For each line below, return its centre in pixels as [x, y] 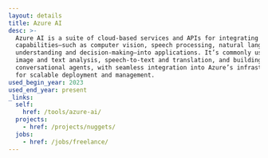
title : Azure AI [35, 23]
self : [25, 105]
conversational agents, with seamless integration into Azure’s [124, 68]
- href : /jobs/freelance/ [66, 142]
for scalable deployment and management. [85, 75]
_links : [21, 97]
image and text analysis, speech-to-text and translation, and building [139, 61]
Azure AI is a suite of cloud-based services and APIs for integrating [137, 38]
